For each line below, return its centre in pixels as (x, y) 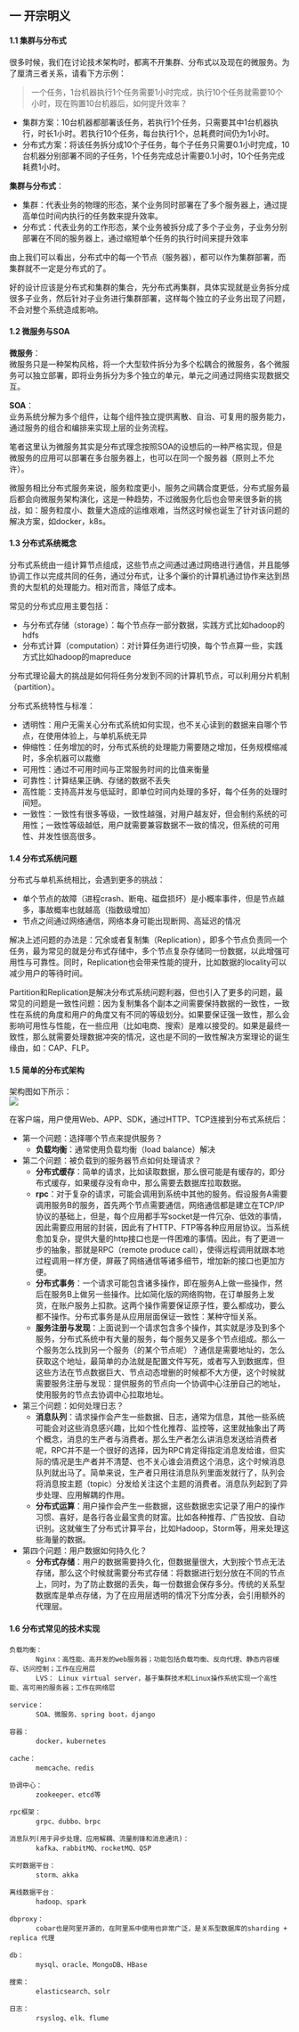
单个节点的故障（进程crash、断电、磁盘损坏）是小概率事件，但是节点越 (153, 899)
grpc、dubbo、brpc (68, 1822)
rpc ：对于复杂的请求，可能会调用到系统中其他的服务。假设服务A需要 (162, 1194)
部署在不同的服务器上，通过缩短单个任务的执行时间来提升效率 (135, 238)
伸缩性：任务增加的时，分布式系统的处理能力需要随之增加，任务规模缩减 (154, 747)
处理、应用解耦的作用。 (86, 1495)
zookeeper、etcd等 (68, 1795)
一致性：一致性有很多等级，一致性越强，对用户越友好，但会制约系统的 (151, 814)
